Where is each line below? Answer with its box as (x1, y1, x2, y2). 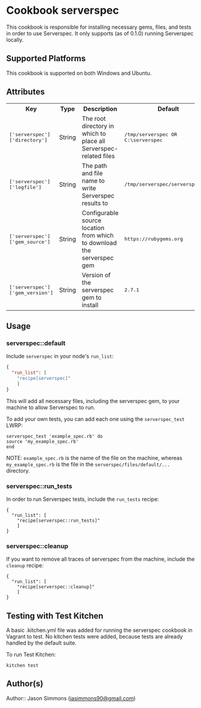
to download (81, 238, 117, 247)
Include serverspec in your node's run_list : (6, 353, 114, 360)
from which (81, 231, 114, 240)
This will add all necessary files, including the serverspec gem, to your (6, 397, 180, 404)
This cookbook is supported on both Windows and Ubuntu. (6, 69, 152, 77)
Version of (81, 271, 111, 279)
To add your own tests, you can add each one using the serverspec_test (6, 415, 185, 422)
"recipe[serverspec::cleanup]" (17, 584, 95, 590)
